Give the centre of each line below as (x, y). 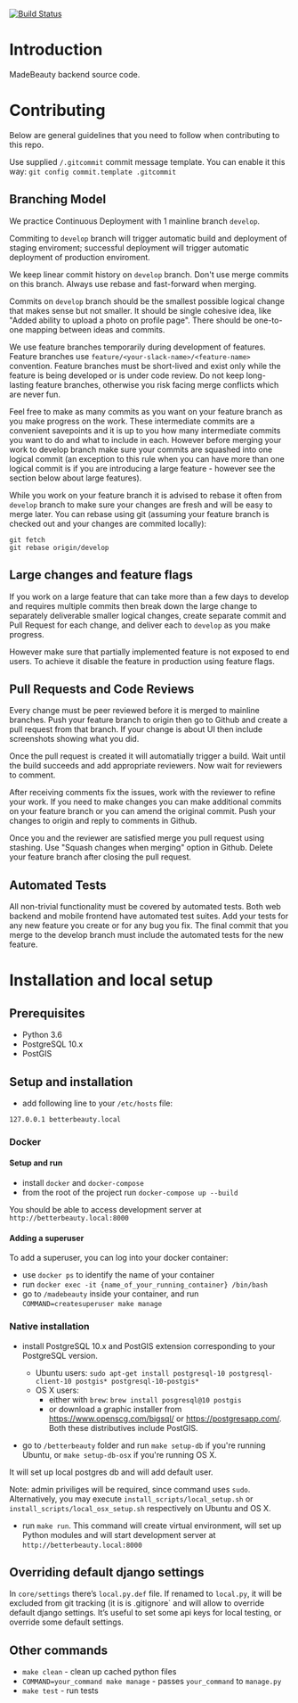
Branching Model (58, 199)
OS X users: (57, 1390)
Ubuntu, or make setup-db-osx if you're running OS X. (120, 1454)
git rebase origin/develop (59, 547)
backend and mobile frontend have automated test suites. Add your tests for (149, 916)
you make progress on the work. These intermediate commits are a (132, 421)
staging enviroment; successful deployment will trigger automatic (129, 247)
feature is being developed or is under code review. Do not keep (127, 375)
